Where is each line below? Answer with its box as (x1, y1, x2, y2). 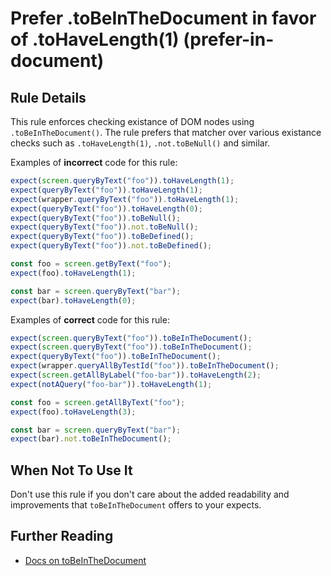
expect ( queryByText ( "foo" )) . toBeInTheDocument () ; (10, 352, 222, 362)
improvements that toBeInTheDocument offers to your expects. (10, 499, 262, 511)
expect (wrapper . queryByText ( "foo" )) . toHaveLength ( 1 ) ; (10, 194, 240, 204)
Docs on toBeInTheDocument (24, 554, 147, 566)
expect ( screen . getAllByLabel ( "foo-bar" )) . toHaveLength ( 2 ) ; (10, 370, 262, 380)
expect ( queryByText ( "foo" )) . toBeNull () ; (10, 213, 182, 223)
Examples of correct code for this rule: (10, 313, 170, 326)
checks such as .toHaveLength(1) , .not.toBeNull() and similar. (10, 137, 271, 149)
